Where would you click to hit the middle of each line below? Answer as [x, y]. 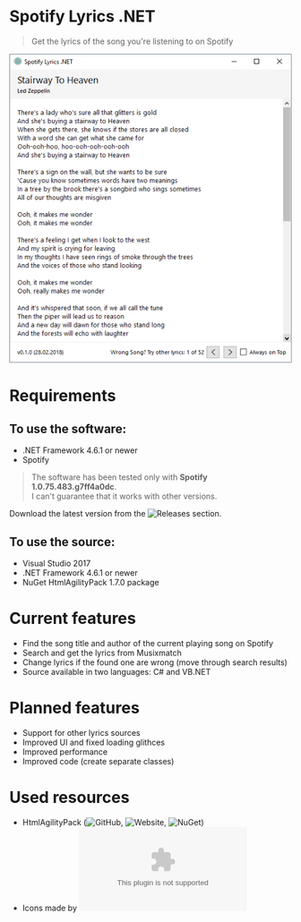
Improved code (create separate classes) [98, 761]
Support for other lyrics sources [81, 732]
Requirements [63, 396]
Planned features [75, 708]
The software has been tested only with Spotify [119, 477]
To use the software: [68, 428]
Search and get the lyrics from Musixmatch [102, 653]
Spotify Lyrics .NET [82, 17]
